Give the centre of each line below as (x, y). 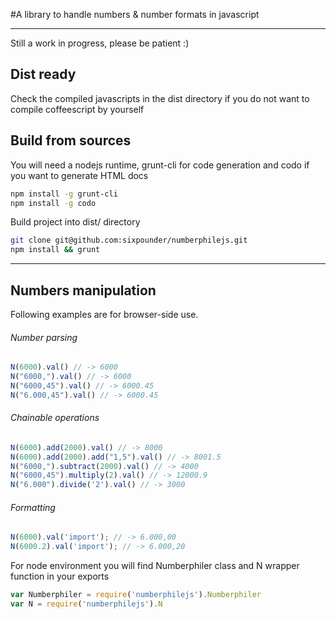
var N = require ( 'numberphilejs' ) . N (86, 604)
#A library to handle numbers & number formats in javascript (135, 14)
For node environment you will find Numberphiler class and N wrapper (155, 566)
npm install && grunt (55, 250)
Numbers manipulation (83, 290)
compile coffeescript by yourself (77, 109)
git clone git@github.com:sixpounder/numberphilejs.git (129, 240)
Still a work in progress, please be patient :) (100, 43)
